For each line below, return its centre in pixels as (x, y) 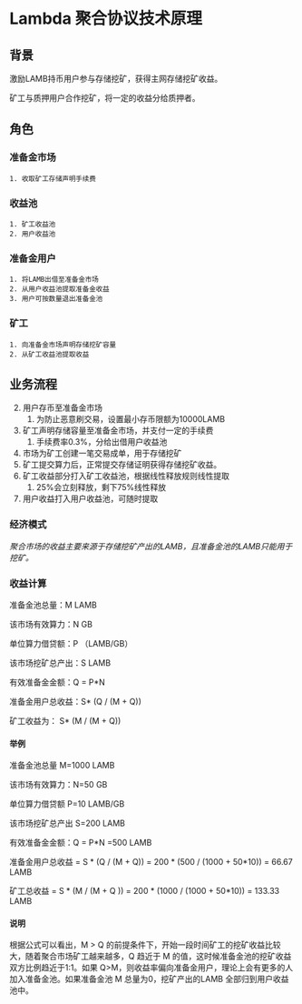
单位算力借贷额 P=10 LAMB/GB (67, 804)
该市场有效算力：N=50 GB (58, 785)
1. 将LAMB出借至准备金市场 (54, 280)
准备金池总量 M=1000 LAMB (62, 766)
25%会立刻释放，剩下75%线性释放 (101, 487)
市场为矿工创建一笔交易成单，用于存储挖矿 (102, 453)
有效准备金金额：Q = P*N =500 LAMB (81, 843)
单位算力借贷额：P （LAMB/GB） (71, 643)
